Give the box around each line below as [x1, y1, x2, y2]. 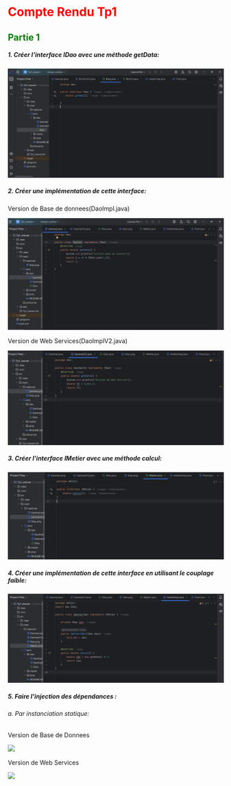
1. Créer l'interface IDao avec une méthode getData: [8, 51, 160, 59]
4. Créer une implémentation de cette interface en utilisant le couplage [8, 569, 215, 577]
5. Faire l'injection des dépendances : [8, 692, 117, 700]
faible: [8, 576, 27, 585]
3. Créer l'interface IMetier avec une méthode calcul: [8, 455, 162, 463]
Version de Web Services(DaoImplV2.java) [8, 337, 128, 345]
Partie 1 [8, 32, 40, 43]
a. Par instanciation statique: [8, 709, 90, 717]
